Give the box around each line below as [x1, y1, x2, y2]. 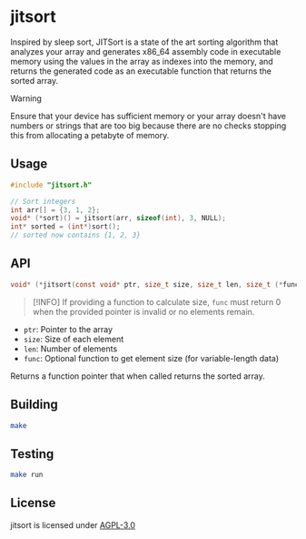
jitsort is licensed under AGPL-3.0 [10, 519, 135, 530]
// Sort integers [10, 197, 76, 206]
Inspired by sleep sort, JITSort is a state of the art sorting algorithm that [10, 36, 279, 47]
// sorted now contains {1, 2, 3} [10, 230, 142, 240]
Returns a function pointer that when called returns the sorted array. [10, 371, 266, 381]
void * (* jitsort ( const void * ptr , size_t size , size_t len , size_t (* [10, 280, 283, 289]
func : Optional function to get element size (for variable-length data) [23, 352, 280, 363]
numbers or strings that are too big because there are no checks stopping [10, 120, 287, 131]
